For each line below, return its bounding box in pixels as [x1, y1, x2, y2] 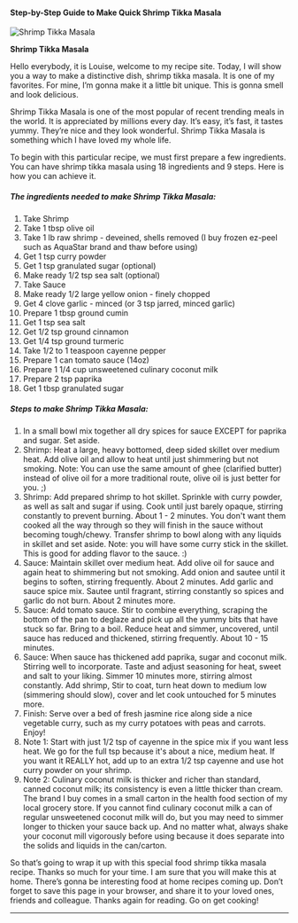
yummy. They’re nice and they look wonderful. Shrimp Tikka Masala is [10, 125, 266, 137]
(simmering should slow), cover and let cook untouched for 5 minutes [22, 690, 277, 700]
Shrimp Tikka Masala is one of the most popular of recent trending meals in [10, 106, 285, 117]
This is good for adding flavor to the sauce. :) [22, 548, 187, 559]
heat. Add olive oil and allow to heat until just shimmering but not [22, 454, 259, 465]
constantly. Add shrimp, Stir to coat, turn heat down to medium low [22, 680, 268, 691]
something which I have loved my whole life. [10, 135, 172, 145]
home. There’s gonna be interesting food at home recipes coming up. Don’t [10, 876, 284, 887]
